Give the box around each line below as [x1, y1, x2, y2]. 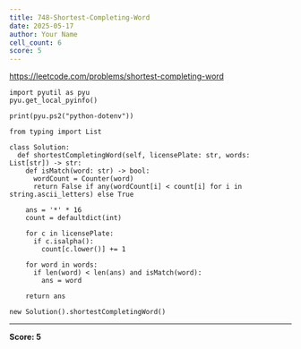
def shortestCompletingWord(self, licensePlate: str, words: [17, 151, 251, 160]
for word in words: [25, 260, 99, 269]
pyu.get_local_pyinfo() [9, 96, 99, 106]
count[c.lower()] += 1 [41, 245, 126, 254]
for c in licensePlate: [25, 229, 115, 238]
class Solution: [9, 143, 70, 152]
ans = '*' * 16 [25, 206, 82, 215]
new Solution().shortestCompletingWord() [9, 308, 167, 317]
